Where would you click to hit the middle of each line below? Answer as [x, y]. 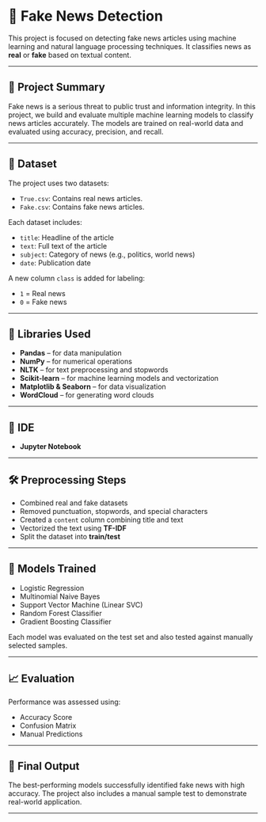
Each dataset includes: [45, 222]
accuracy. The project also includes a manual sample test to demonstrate [127, 793]
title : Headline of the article [67, 238]
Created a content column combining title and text [101, 519]
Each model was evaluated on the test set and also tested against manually [131, 637]
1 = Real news [42, 293]
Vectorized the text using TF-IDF [73, 528]
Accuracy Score [46, 717]
